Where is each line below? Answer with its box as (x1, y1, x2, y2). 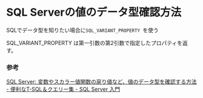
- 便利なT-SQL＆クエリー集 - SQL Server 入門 (6, 85, 120, 93)
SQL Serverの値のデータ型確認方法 (6, 5, 182, 19)
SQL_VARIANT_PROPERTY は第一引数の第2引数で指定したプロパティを (6, 39, 183, 46)
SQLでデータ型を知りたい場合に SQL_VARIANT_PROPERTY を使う (6, 26, 159, 34)
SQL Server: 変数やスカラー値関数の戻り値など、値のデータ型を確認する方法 (6, 78, 197, 85)
